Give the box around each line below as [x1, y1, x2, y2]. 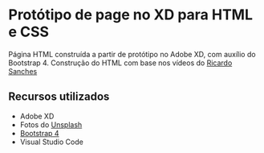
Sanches [8, 66, 38, 76]
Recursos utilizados [8, 90, 110, 104]
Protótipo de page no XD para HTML [8, 6, 253, 24]
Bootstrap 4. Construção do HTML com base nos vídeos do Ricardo [8, 58, 233, 68]
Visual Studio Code [19, 137, 84, 147]
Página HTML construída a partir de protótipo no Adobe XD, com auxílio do [8, 49, 256, 59]
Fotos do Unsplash [19, 119, 83, 130]
